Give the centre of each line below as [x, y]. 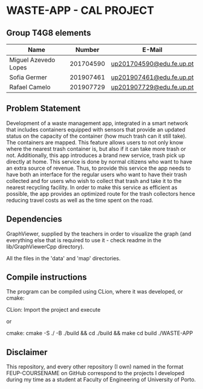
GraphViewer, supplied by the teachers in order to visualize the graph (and [99, 234]
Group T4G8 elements [49, 33]
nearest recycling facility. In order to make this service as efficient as [92, 187]
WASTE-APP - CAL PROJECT [80, 11]
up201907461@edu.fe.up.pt [152, 77]
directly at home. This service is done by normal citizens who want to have [99, 161]
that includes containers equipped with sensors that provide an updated [96, 129]
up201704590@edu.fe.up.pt [152, 64]
